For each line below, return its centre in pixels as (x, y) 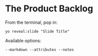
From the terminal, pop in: (31, 22)
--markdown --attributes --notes (40, 50)
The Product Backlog (49, 9)
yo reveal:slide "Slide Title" (37, 31)
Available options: (23, 41)
